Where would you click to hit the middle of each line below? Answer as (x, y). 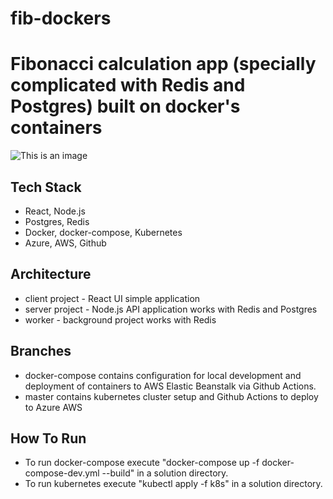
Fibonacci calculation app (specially (163, 64)
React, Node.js (55, 211)
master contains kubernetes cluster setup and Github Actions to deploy (171, 396)
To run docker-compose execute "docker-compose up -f (142, 463)
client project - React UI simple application (112, 298)
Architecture (51, 274)
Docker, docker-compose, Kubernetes (103, 232)
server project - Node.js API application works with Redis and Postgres (171, 309)
